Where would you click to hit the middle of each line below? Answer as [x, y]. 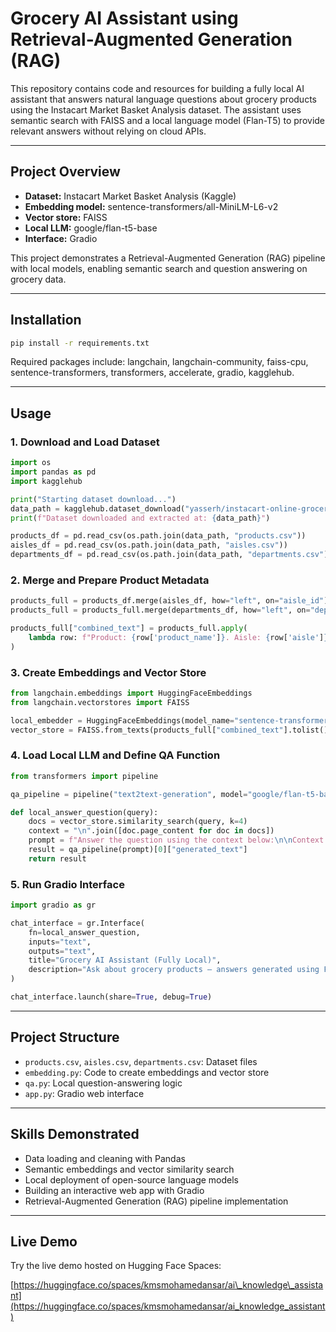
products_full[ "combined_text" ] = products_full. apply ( [129, 628]
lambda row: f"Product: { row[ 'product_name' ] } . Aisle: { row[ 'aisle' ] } [178, 637]
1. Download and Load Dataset [85, 442]
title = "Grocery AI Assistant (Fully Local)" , [125, 960]
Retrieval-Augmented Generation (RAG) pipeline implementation [156, 1201]
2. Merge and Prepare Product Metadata [110, 580]
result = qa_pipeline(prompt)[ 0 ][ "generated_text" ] [138, 850]
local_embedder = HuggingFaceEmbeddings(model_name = [122, 720]
